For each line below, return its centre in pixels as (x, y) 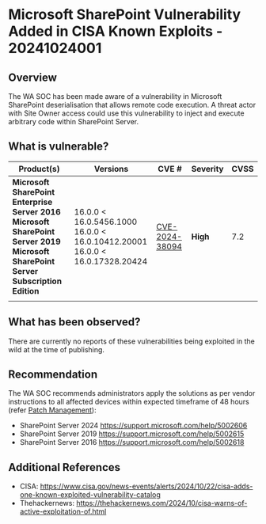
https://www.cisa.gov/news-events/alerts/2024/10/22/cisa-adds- (146, 486)
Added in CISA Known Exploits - (116, 31)
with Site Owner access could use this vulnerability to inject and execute (126, 113)
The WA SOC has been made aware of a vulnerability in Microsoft (115, 96)
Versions (111, 169)
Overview (33, 77)
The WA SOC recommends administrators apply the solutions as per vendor (132, 393)
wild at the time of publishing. (57, 349)
